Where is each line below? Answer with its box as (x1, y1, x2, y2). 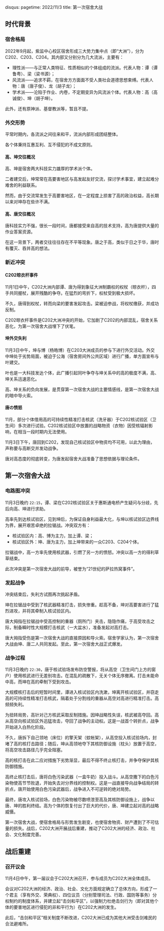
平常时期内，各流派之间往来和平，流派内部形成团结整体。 (5, 131, 121, 137)
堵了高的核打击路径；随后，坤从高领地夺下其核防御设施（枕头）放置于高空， (5, 741, 159, 747)
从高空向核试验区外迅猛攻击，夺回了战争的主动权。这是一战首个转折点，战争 (5, 718, 159, 724)
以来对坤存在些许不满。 (5, 199, 52, 205)
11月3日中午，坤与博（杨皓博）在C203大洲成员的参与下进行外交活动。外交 (5, 347, 155, 353)
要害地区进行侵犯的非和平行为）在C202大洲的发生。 (13, 904, 119, 910)
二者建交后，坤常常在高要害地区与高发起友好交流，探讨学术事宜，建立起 (5, 176, 150, 182)
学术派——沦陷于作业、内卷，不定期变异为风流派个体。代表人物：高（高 (12, 89, 158, 95)
